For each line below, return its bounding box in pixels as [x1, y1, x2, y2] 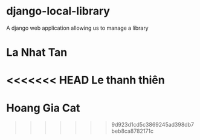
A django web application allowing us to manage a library [6, 24, 149, 32]
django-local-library [6, 4, 111, 18]
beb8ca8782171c [111, 127, 154, 135]
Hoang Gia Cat [6, 101, 80, 115]
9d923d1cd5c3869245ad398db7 [111, 121, 195, 128]
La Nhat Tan [6, 45, 68, 59]
